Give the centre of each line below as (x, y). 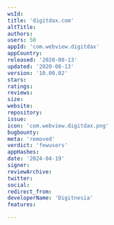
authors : (20, 34)
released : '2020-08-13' (42, 60)
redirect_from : (30, 192)
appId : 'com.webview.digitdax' (53, 47)
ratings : (20, 86)
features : (22, 205)
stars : (17, 80)
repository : (25, 112)
